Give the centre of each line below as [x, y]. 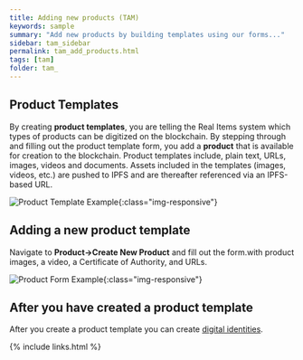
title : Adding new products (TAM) [75, 18]
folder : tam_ [34, 69]
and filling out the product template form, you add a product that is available [151, 146]
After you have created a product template [131, 307]
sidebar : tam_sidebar [50, 43]
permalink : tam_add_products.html [75, 52]
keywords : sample [42, 26]
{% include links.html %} [55, 347]
